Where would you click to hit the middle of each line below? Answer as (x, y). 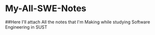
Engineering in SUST (26, 27)
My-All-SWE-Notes (46, 9)
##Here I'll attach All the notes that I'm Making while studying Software (77, 22)
